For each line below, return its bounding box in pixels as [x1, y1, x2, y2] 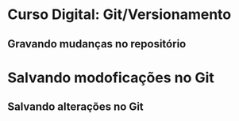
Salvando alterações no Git [7, 100, 144, 114]
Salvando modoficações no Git [7, 69, 215, 86]
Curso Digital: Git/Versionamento [7, 6, 232, 24]
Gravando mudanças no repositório [7, 37, 187, 51]
